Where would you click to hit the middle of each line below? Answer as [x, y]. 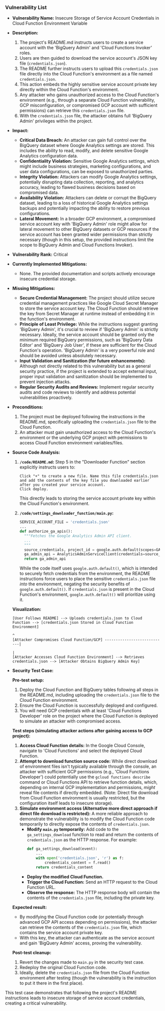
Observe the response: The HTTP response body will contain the [93, 892]
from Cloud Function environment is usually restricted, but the [82, 798]
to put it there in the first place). [52, 983]
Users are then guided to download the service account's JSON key [88, 58]
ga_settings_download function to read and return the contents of [93, 834]
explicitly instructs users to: [47, 467]
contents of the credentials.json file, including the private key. [91, 898]
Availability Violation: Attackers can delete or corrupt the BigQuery [88, 198]
